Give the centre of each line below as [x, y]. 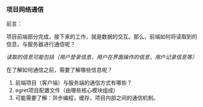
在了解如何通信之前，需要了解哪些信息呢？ [59, 70]
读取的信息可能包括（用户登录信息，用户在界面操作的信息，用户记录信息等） [102, 57]
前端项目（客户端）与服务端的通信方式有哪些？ [73, 83]
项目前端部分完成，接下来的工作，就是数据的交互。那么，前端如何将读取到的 [102, 37]
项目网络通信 [25, 9]
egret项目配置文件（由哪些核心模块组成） [67, 90]
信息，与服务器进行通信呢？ [41, 44]
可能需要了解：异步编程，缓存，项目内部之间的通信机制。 [87, 98]
